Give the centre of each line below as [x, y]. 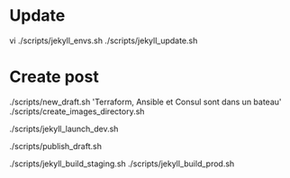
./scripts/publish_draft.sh [55, 146]
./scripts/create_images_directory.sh [77, 111]
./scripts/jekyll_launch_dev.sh [64, 129]
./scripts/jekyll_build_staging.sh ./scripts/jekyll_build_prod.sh [122, 164]
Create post [54, 77]
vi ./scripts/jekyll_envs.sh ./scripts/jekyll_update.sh [104, 40]
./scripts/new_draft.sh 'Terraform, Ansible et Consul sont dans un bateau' [145, 102]
